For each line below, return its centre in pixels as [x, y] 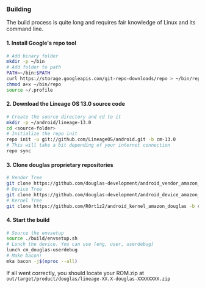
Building [19, 9]
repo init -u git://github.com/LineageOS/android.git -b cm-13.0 [91, 139]
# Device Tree [24, 189]
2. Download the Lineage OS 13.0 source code [66, 104]
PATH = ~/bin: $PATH [28, 73]
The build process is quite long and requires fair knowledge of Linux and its [101, 23]
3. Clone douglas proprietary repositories [60, 164]
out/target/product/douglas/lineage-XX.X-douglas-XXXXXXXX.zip [88, 279]
